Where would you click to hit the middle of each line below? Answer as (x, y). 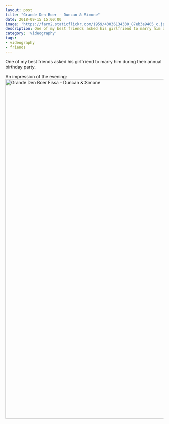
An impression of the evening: (36, 76)
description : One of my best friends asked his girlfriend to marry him (83, 29)
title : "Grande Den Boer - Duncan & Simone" (53, 15)
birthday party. (21, 67)
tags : (11, 38)
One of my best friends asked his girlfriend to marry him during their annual (83, 61)
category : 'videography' (31, 33)
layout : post (19, 10)
